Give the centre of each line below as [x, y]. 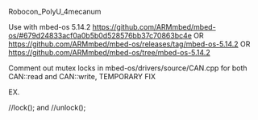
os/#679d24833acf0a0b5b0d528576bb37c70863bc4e [100, 36]
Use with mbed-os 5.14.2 [50, 27]
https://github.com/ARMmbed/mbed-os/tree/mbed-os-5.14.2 [110, 52]
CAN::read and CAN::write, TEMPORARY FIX [82, 76]
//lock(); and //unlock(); [47, 108]
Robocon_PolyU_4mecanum [55, 12]
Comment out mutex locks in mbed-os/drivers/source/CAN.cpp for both [128, 68]
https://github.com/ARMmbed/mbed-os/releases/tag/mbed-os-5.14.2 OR [129, 44]
